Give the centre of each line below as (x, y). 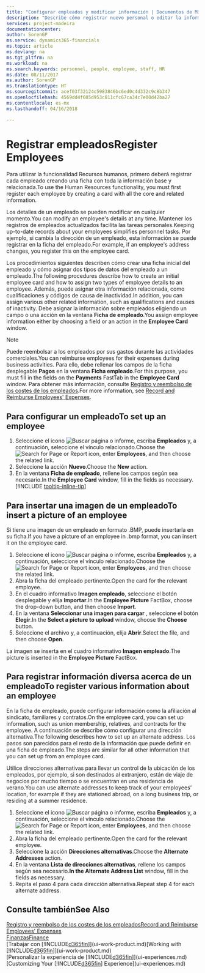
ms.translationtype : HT (37, 86)
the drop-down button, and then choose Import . (76, 607)
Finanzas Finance (28, 938)
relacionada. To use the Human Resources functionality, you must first (94, 187)
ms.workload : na (27, 63)
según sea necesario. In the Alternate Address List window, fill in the (102, 871)
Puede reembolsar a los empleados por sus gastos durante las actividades (100, 352)
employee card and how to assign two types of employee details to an (95, 283)
